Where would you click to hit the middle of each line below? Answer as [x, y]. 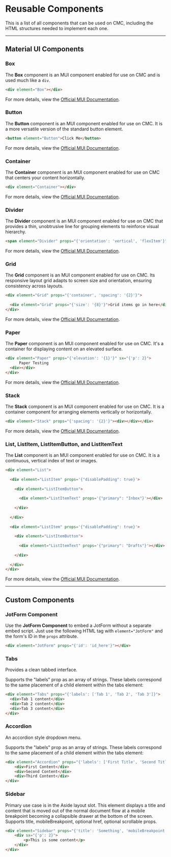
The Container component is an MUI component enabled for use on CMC [82, 172]
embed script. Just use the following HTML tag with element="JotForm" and [84, 631]
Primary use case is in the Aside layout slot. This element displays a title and [85, 805]
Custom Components [40, 600]
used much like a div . [28, 80]
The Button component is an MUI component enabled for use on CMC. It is [84, 123]
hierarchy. [16, 232]
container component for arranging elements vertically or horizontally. [79, 412]
